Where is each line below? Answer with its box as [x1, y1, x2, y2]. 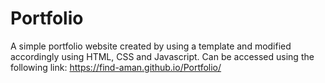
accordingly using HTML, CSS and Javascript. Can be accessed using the [10, 50, 315, 62]
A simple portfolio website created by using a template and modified [10, 40, 292, 52]
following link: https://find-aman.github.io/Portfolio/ [10, 61, 222, 73]
